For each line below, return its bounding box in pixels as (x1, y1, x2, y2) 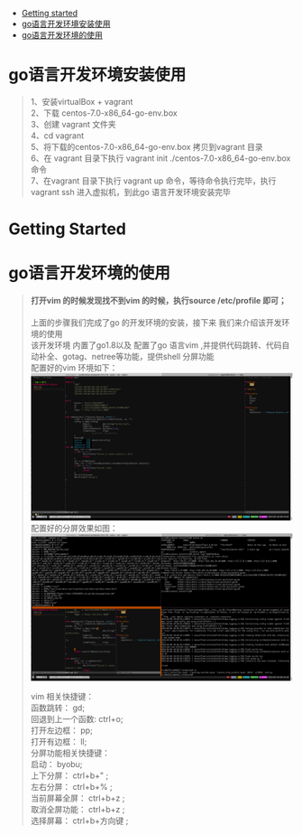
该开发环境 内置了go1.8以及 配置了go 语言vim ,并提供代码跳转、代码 (30, 339, 282, 351)
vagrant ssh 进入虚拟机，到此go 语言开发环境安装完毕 (30, 186, 231, 197)
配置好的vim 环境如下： (30, 361, 118, 373)
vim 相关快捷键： (30, 690, 95, 701)
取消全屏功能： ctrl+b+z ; (30, 803, 125, 814)
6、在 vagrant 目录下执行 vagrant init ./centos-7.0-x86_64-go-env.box (30, 153, 291, 164)
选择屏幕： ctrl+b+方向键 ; (30, 815, 129, 826)
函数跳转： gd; (30, 702, 86, 713)
